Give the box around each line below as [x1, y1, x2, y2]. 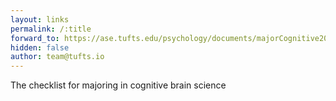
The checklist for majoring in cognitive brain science [10, 79, 227, 91]
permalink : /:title [10, 24, 92, 34]
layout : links [10, 14, 70, 25]
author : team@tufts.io [10, 52, 105, 62]
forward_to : [10, 33, 60, 43]
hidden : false [10, 42, 70, 53]
